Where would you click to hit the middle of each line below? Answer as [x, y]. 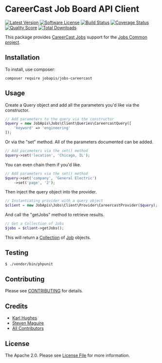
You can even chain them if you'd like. [43, 165]
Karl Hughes [25, 318]
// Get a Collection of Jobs [35, 224]
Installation [22, 58]
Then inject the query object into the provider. [51, 192]
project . [13, 42]
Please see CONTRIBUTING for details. [44, 291]
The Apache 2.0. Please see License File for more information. [67, 355]
